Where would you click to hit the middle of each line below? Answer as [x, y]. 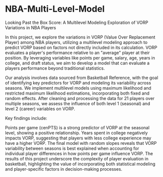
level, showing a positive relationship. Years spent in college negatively [76, 133]
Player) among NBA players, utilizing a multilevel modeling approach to [76, 42]
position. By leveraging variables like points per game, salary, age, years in [80, 58]
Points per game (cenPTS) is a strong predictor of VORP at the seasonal [77, 127]
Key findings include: [26, 118]
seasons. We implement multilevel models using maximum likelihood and [78, 88]
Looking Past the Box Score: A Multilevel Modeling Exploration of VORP [77, 22]
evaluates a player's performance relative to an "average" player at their [78, 53]
